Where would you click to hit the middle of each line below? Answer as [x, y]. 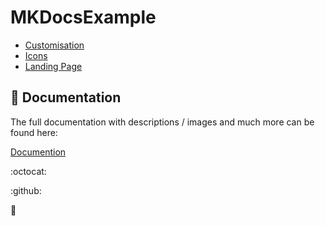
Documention [38, 152]
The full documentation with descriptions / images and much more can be [162, 122]
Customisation [54, 45]
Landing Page [53, 66]
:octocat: [28, 171]
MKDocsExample [83, 17]
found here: [34, 132]
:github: [26, 190]
